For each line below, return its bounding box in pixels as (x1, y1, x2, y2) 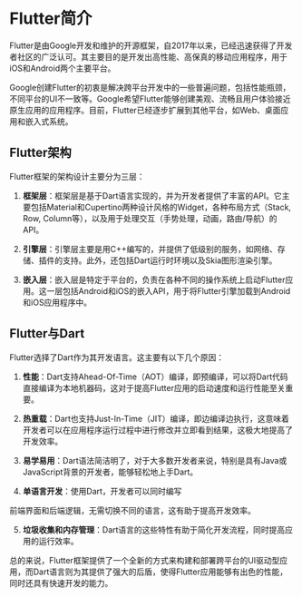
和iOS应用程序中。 (22, 297, 93, 308)
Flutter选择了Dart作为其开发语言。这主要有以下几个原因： (9, 351, 225, 363)
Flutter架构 (9, 145, 73, 161)
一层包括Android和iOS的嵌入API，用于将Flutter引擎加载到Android (46, 285, 291, 296)
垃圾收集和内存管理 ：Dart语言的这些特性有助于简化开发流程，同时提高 (22, 524, 286, 535)
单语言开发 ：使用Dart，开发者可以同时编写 (22, 485, 182, 496)
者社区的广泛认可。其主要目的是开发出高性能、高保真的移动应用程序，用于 (9, 51, 287, 62)
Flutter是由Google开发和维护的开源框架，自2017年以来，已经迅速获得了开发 (9, 40, 293, 51)
